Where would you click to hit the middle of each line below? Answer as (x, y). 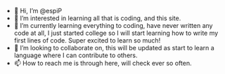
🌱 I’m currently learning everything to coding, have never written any (113, 25)
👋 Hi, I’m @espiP (38, 11)
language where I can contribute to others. (76, 55)
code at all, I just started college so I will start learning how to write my (116, 33)
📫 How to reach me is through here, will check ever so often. (103, 63)
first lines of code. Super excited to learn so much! (87, 40)
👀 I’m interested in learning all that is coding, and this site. (97, 18)
